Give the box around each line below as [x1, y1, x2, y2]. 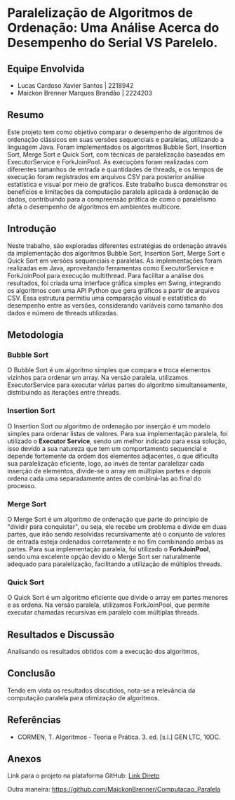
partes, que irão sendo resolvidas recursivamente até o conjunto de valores [7, 530, 226, 538]
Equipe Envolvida [7, 63, 85, 74]
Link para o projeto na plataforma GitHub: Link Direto [7, 771, 160, 780]
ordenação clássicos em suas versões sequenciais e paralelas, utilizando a [7, 135, 224, 143]
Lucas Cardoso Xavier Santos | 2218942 [17, 81, 134, 89]
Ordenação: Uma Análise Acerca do [7, 20, 220, 36]
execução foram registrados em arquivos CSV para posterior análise [7, 172, 205, 181]
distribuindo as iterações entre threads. [7, 388, 121, 397]
